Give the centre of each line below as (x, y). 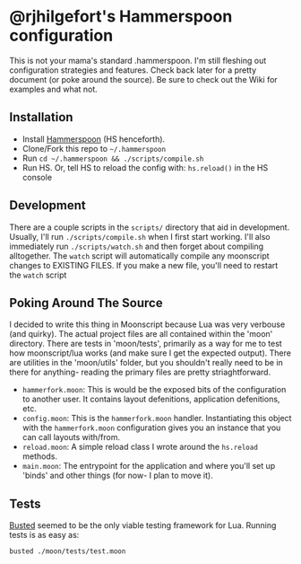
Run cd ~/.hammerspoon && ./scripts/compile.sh (113, 158)
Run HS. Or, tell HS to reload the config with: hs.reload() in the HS (145, 167)
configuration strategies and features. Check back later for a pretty (133, 70)
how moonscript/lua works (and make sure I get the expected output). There (150, 353)
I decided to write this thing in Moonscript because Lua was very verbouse (147, 324)
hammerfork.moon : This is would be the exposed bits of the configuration (154, 390)
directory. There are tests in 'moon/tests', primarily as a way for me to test (146, 344)
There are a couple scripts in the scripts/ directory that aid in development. (150, 227)
